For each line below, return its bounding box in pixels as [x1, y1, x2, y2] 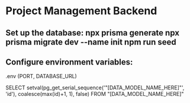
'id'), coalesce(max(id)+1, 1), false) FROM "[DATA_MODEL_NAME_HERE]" [5, 91, 184, 98]
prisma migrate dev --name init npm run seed [5, 37, 176, 47]
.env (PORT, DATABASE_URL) [5, 73, 78, 80]
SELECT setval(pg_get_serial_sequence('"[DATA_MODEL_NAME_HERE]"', [5, 84, 185, 91]
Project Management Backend [5, 4, 157, 18]
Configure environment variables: [5, 57, 133, 67]
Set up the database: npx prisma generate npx [5, 28, 180, 38]
